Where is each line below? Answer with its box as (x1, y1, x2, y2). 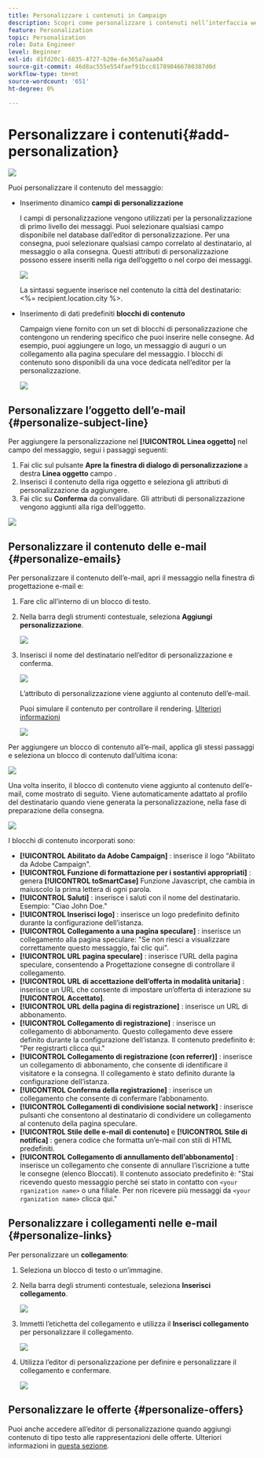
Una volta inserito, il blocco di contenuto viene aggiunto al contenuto (8, 780, 231, 790)
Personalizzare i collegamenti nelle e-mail (8, 1217, 218, 1230)
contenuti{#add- (118, 125, 230, 143)
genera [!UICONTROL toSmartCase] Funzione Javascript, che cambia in (19, 875, 255, 886)
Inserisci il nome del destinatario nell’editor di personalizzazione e (19, 650, 233, 660)
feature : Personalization (8, 26, 93, 34)
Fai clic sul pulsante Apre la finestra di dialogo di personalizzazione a (19, 461, 248, 470)
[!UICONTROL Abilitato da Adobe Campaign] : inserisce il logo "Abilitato (19, 851, 255, 860)
